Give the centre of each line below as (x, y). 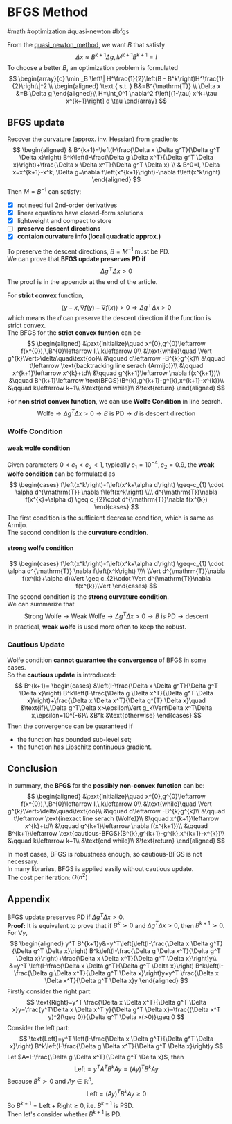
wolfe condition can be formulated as (61, 474)
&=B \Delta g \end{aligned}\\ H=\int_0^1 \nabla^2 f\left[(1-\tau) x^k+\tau (116, 93)
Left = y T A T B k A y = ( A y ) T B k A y (116, 1068)
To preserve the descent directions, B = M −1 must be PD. (88, 251)
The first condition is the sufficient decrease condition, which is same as (110, 518)
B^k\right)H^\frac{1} (196, 78)
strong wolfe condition (41, 548)
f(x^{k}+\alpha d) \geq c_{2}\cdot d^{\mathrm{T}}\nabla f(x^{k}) (116, 499)
